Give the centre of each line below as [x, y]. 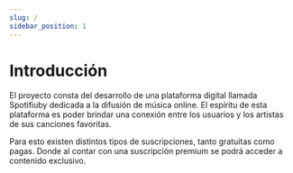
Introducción [59, 71]
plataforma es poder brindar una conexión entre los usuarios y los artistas [146, 114]
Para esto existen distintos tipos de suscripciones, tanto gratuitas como [142, 141]
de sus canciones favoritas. [60, 124]
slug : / [24, 18]
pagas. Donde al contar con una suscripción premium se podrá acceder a [146, 151]
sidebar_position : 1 [48, 26]
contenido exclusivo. [48, 161]
